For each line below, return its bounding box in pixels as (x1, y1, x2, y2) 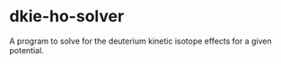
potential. (9, 44, 45, 55)
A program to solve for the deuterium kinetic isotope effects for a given (9, 36, 272, 46)
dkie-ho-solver (9, 6, 125, 27)
